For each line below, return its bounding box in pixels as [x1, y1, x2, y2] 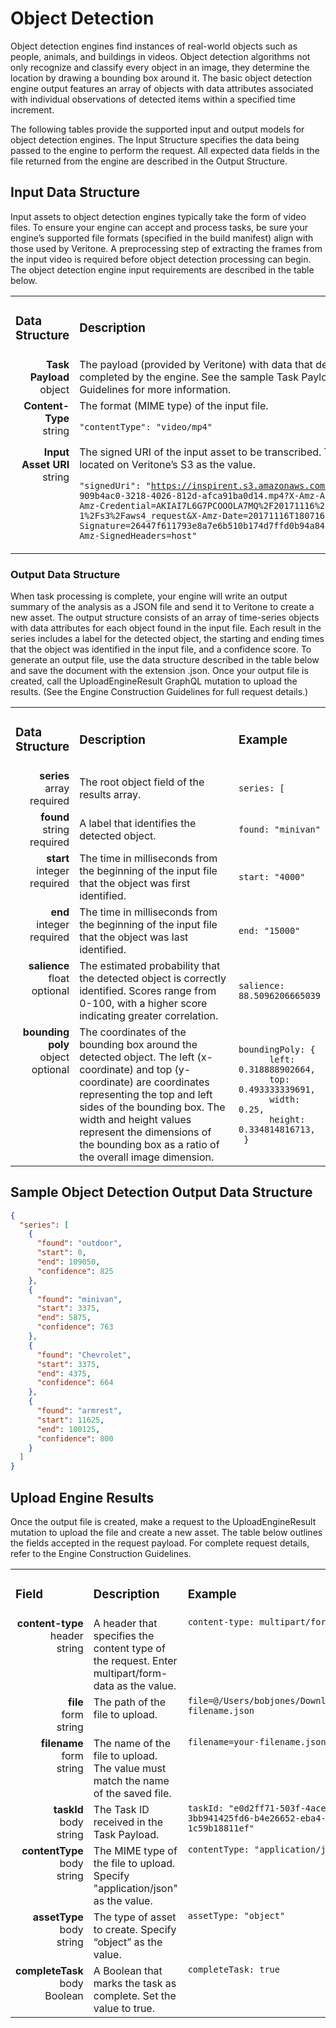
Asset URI [21, 457, 70, 471]
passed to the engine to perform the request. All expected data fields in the [10, 144, 320, 156]
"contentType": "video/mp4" [79, 421, 213, 432]
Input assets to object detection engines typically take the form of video [10, 210, 307, 222]
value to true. [93, 2001, 155, 2015]
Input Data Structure [10, 184, 140, 201]
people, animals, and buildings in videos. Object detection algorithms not [10, 50, 311, 62]
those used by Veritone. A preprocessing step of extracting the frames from [10, 242, 323, 254]
